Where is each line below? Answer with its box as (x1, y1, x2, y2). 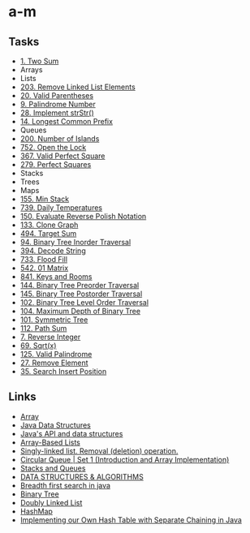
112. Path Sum (19, 324, 67, 333)
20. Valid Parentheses (19, 91, 94, 100)
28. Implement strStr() (19, 108, 95, 118)
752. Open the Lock (19, 143, 87, 152)
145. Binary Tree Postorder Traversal (19, 289, 143, 299)
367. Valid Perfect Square (19, 151, 106, 161)
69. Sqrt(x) (19, 341, 57, 350)
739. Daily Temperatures (19, 203, 103, 213)
